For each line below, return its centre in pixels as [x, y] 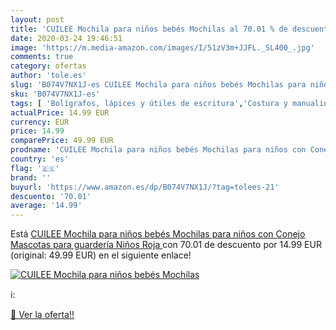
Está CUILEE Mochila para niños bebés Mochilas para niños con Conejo [158, 234]
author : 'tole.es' [48, 76]
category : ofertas [48, 66]
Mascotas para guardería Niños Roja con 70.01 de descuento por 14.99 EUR [166, 245]
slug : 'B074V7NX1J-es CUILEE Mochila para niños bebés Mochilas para [158, 85]
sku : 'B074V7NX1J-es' [55, 94]
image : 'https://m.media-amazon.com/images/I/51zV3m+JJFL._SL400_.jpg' [162, 47]
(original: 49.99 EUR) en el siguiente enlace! [101, 255]
